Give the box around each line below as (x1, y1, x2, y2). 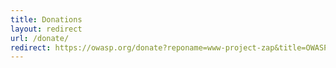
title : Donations (10, 14, 83, 25)
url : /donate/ (10, 33, 70, 43)
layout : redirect (10, 24, 83, 34)
